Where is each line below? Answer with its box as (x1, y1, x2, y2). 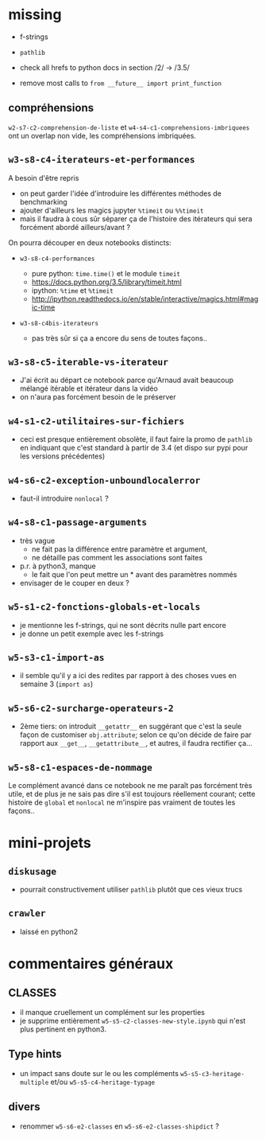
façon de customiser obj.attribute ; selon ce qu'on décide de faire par (19, 730, 252, 739)
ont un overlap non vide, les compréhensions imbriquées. (8, 131, 197, 140)
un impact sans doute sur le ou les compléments (19, 1068, 179, 1078)
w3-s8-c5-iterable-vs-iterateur (8, 356, 169, 368)
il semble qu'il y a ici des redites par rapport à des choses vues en (19, 671, 237, 681)
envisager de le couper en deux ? (19, 578, 129, 587)
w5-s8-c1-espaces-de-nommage (8, 762, 153, 773)
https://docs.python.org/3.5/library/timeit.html (31, 277, 183, 287)
